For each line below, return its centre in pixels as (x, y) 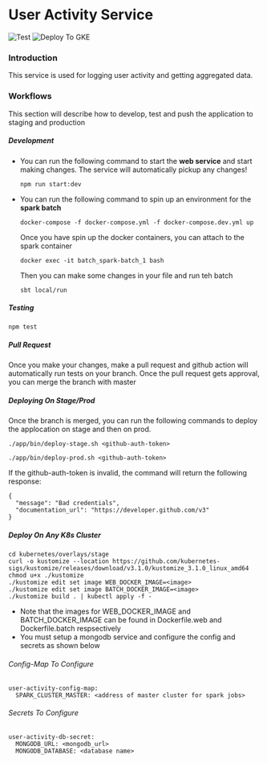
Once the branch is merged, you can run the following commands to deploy (133, 421)
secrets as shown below (60, 646)
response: (25, 481)
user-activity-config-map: (53, 688)
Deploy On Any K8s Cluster (55, 535)
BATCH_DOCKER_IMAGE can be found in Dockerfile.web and (121, 620)
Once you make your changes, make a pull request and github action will (128, 365)
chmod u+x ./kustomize (46, 576)
